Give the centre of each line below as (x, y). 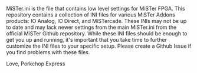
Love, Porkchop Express (36, 64)
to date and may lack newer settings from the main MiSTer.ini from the (91, 27)
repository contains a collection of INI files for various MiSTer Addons (91, 15)
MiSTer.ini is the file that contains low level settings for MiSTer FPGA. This (96, 9)
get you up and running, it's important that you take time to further (86, 40)
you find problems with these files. (48, 52)
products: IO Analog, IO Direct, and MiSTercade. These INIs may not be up (96, 21)
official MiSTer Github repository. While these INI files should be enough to (97, 34)
